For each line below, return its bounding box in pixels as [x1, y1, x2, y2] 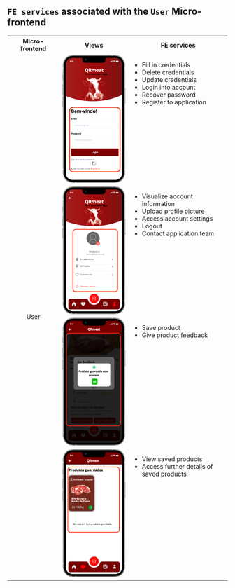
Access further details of [142, 463, 213, 471]
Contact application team [142, 229, 215, 238]
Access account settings [142, 214, 213, 223]
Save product [142, 324, 180, 332]
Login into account [142, 83, 196, 91]
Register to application [142, 97, 207, 106]
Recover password [142, 90, 196, 99]
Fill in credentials [142, 60, 191, 69]
